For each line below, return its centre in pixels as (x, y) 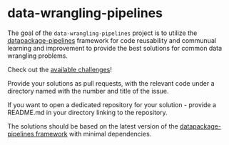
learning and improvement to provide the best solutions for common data (115, 48)
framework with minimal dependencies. (93, 134)
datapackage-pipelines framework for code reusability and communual (112, 40)
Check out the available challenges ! (60, 69)
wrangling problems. (37, 56)
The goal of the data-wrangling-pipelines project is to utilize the (102, 33)
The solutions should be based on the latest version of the (93, 126)
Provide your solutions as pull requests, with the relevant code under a (111, 83)
